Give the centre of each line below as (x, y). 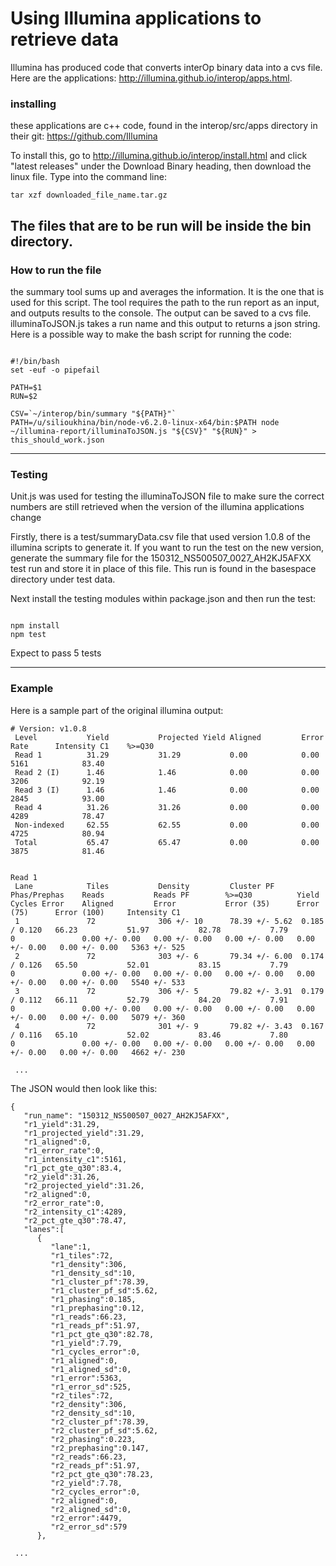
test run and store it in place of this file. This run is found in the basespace (163, 569)
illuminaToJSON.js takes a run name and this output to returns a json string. (165, 323)
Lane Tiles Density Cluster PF (144, 886)
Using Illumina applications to (136, 18)
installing (33, 104)
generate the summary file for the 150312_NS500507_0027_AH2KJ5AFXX (161, 558)
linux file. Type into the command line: (88, 177)
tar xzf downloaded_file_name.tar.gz (89, 195)
